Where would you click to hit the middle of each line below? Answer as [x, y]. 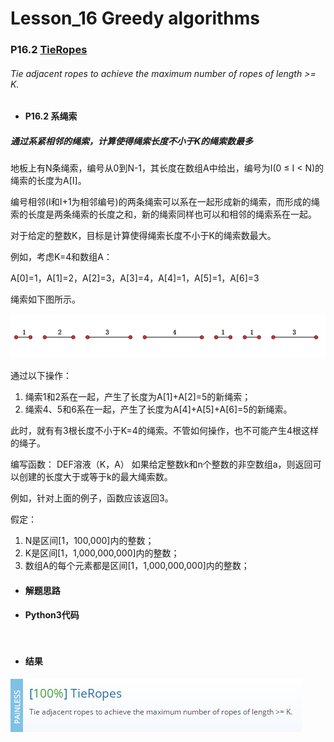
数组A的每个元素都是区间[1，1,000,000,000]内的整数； [137, 566]
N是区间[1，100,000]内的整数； [89, 541]
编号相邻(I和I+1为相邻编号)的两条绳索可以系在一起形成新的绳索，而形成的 [161, 202]
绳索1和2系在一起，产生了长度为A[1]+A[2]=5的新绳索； [138, 397]
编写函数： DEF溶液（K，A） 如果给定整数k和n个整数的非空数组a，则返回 [161, 464]
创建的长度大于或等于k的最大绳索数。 [95, 477]
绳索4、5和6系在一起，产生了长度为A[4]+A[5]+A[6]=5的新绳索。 [158, 409]
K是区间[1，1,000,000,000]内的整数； [102, 553]
